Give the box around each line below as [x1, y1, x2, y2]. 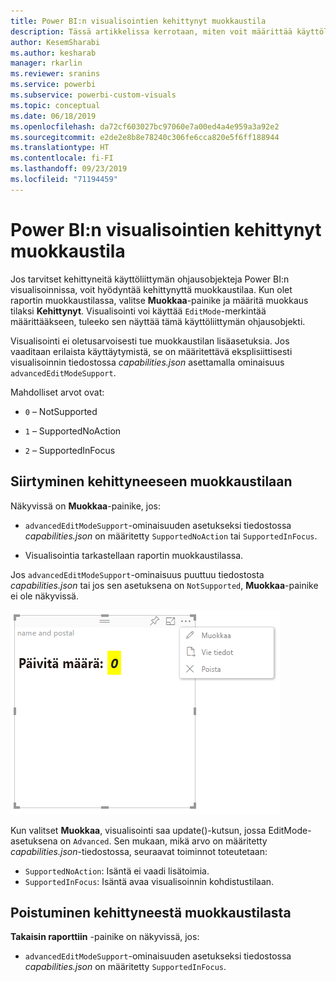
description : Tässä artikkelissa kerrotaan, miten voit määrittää [10, 26, 293, 37]
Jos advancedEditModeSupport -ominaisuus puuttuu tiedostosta [10, 568, 265, 580]
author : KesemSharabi [10, 37, 101, 47]
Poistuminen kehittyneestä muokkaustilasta [10, 904, 292, 921]
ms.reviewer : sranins [10, 69, 101, 79]
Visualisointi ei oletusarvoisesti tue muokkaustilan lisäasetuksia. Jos [10, 335, 290, 347]
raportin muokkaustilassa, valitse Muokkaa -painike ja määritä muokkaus [10, 294, 309, 306]
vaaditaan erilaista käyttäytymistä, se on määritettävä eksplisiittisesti [10, 345, 293, 357]
